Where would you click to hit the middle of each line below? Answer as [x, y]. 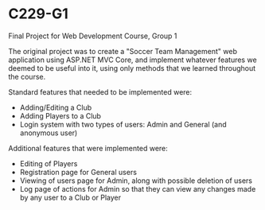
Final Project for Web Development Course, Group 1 [93, 36]
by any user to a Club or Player [70, 197]
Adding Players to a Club [60, 115]
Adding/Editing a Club [56, 107]
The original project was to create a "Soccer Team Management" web [123, 51]
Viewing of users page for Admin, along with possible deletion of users [136, 181]
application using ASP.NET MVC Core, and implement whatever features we [132, 60]
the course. [27, 76]
